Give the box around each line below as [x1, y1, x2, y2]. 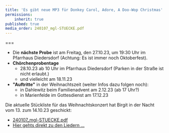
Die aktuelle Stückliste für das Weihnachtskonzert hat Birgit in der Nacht [5, 102, 155, 108]
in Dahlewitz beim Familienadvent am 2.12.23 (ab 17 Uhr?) [20, 87, 139, 93]
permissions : [5, 12, 33, 17]
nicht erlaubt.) [20, 71, 49, 77]
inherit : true [14, 17, 44, 22]
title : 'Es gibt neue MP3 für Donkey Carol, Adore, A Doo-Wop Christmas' [5, 7, 163, 13]
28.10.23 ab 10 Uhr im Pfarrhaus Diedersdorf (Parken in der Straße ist [20, 66, 164, 72]
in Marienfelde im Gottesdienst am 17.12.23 [20, 92, 109, 98]
